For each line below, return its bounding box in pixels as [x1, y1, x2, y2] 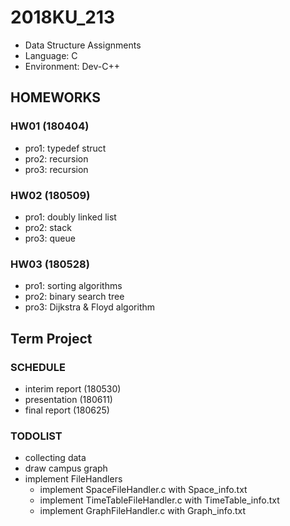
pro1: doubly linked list [24, 211, 117, 223]
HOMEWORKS [10, 89, 102, 106]
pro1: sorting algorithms [24, 280, 123, 292]
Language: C [24, 49, 78, 61]
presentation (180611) [24, 393, 113, 405]
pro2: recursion [24, 152, 89, 165]
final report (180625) [24, 404, 110, 416]
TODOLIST [10, 429, 63, 443]
